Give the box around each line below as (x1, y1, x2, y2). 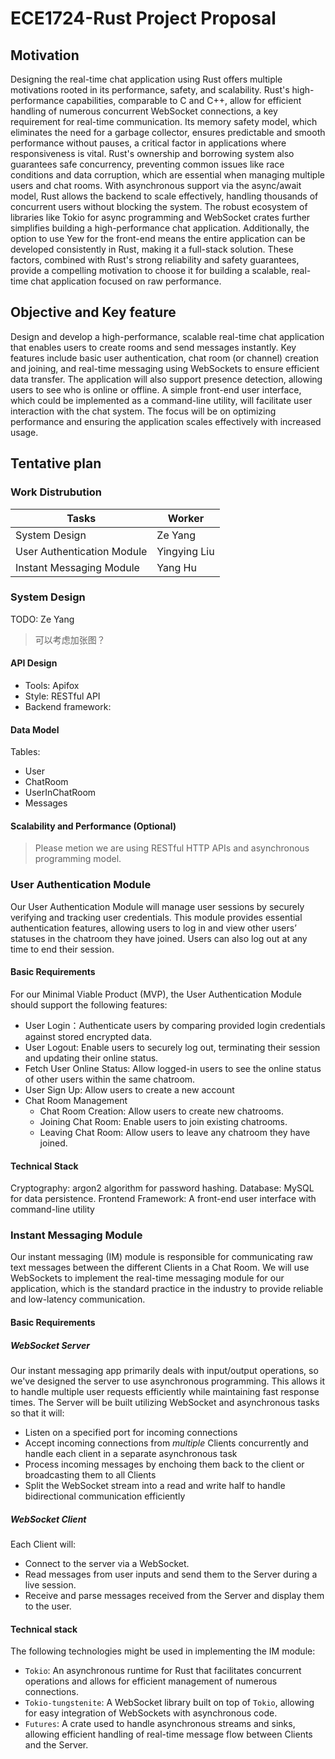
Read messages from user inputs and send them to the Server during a (24, 1568, 318, 1580)
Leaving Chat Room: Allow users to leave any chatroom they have (39, 1126, 311, 1138)
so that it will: (10, 1407, 65, 1419)
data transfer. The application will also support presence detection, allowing (10, 373, 323, 385)
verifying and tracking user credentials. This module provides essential (10, 911, 303, 923)
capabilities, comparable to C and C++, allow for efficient (66, 95, 302, 106)
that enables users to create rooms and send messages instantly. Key (10, 341, 297, 353)
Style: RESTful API (24, 690, 101, 702)
